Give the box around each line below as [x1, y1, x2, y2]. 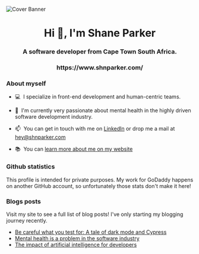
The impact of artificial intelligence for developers [14, 241, 137, 248]
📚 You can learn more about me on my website [14, 145, 133, 153]
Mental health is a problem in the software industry [14, 234, 140, 242]
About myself [6, 79, 46, 87]
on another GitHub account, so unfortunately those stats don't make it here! [6, 182, 191, 189]
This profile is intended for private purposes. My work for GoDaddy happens [6, 176, 194, 183]
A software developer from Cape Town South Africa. [23, 47, 177, 56]
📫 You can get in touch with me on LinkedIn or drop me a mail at [14, 125, 175, 132]
